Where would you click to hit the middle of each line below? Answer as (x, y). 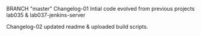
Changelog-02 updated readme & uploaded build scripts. (77, 27)
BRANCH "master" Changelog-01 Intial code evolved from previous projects (101, 9)
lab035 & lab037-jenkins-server (46, 15)
